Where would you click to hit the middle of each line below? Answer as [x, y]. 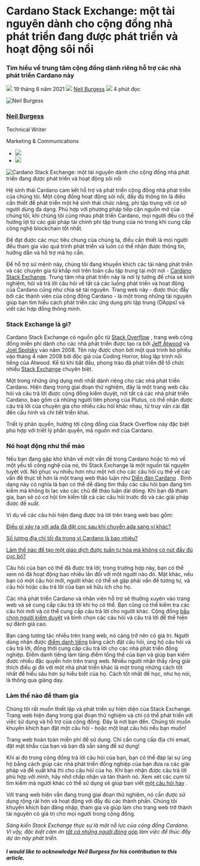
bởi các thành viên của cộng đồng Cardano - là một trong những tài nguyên [99, 296]
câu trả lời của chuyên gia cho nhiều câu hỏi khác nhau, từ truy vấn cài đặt [98, 406]
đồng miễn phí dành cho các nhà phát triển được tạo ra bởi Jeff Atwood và [98, 344]
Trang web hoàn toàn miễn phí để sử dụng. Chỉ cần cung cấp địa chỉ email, [99, 739]
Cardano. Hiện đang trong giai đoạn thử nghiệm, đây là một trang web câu [98, 387]
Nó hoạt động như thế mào [46, 446]
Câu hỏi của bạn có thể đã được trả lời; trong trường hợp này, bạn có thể [95, 568]
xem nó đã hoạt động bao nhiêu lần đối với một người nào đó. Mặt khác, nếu [100, 574]
